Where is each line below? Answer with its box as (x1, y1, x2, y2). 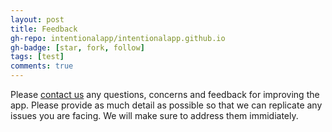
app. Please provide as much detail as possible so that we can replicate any (10, 99, 323, 111)
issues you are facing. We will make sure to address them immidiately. (10, 110, 299, 121)
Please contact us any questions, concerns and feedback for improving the (10, 89, 320, 100)
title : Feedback (10, 24, 78, 34)
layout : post (10, 14, 65, 25)
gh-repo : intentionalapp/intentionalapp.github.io (10, 33, 226, 43)
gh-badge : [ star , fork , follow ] (10, 42, 145, 53)
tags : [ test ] (10, 52, 65, 62)
